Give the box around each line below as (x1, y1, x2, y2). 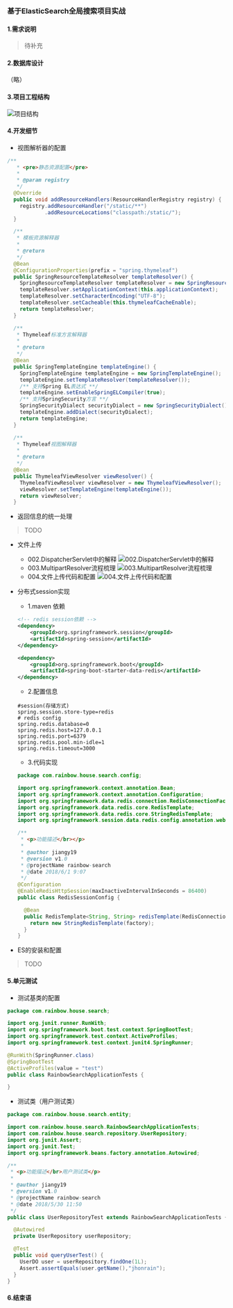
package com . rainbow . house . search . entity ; (7, 1111, 132, 1118)
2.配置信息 (27, 687, 58, 696)
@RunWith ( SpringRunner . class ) (7, 1051, 95, 1058)
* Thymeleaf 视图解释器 (16, 440, 77, 448)
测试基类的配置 (17, 993, 60, 1002)
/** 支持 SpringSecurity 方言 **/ (19, 396, 109, 403)
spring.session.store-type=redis (17, 709, 114, 716)
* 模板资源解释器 (16, 234, 60, 241)
